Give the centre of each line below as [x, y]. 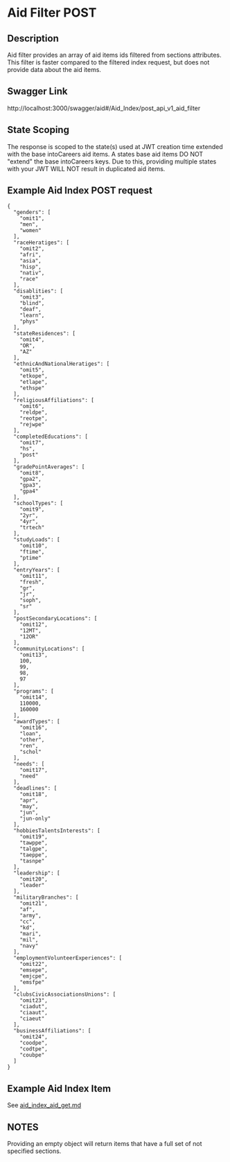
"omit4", [32, 340]
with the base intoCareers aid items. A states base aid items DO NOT [105, 154]
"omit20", [34, 879]
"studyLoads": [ [37, 540]
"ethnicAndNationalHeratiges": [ [62, 364]
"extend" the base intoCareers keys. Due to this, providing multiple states [112, 161]
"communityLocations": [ [49, 649]
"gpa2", [30, 479]
